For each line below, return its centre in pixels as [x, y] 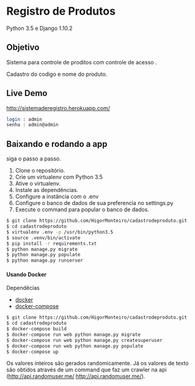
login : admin [24, 119]
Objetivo [23, 47]
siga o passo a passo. [34, 159]
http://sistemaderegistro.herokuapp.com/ [58, 108]
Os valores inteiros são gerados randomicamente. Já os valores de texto [97, 363]
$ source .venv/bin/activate [43, 238]
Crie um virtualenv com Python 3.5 [59, 177]
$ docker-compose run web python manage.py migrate [73, 335]
